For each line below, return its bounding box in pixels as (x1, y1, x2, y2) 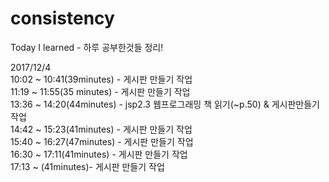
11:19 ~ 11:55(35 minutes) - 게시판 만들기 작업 (10, 85, 191, 97)
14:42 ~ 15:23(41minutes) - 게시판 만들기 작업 (10, 123, 193, 135)
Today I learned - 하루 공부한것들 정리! (10, 41, 164, 53)
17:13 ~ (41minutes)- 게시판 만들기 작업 (10, 160, 165, 172)
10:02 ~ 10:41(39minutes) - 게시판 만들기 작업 (10, 73, 193, 85)
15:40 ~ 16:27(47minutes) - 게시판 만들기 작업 (10, 135, 194, 147)
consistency (10, 7, 115, 30)
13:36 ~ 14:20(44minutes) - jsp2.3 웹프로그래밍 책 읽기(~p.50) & (10, 98, 270, 110)
